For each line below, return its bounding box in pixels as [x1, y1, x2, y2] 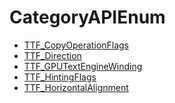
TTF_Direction [23, 49, 82, 61]
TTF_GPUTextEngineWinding [23, 60, 143, 72]
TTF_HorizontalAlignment [23, 81, 129, 93]
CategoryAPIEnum [9, 6, 166, 29]
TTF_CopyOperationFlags [23, 39, 129, 51]
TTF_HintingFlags [23, 71, 97, 83]
